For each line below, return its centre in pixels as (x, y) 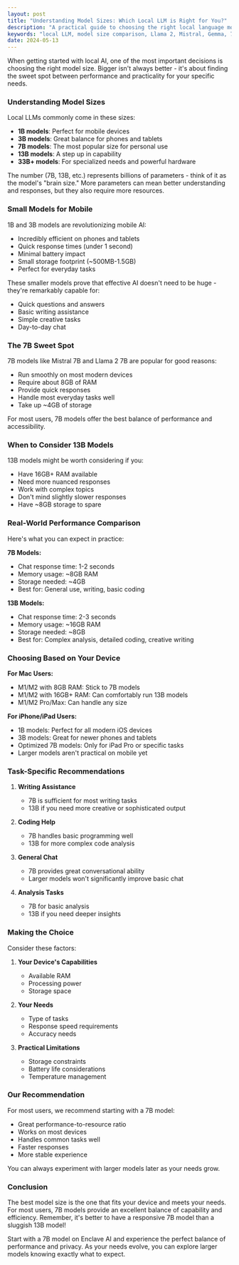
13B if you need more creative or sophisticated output (107, 808)
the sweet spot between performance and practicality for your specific (111, 76)
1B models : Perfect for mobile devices (74, 131)
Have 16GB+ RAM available (58, 474)
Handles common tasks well (59, 1139)
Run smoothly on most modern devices (75, 375)
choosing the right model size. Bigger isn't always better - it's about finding (118, 68)
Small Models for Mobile (50, 209)
